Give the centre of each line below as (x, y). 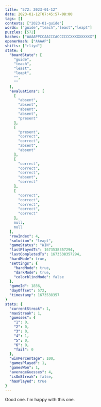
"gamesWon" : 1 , (25, 368)
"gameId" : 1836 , (26, 286)
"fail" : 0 (24, 349)
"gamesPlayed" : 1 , (28, 363)
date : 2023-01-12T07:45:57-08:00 (39, 14)
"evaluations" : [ (27, 91)
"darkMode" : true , (32, 272)
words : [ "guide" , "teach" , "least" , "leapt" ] (49, 28)
